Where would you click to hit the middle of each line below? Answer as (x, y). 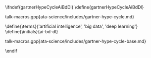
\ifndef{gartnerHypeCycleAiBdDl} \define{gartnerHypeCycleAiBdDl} (75, 7)
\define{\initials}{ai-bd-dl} (32, 31)
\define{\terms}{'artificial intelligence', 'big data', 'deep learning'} (72, 26)
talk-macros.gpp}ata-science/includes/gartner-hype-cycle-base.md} (76, 41)
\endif (11, 51)
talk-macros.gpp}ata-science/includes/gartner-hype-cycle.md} (70, 17)
